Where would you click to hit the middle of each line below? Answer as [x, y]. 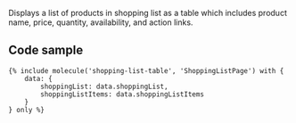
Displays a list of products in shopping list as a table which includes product [148, 13]
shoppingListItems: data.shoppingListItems [122, 94]
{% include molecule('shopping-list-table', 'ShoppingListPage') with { [146, 70]
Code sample [46, 50]
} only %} [27, 110]
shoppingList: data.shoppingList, [104, 86]
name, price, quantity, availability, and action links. [101, 22]
